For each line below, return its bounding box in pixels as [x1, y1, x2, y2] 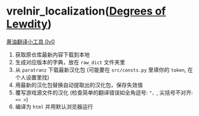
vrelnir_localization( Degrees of [6, 4, 166, 18]
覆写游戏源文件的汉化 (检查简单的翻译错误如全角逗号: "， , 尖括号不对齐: [15, 89, 193, 96]
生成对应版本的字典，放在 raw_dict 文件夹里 [15, 58, 126, 66]
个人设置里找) [15, 73, 50, 81]
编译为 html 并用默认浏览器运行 [15, 103, 93, 110]
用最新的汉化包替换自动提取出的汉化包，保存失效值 [15, 81, 143, 89]
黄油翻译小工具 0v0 [6, 38, 55, 45]
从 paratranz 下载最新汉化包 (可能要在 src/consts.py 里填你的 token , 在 [15, 66, 193, 73]
